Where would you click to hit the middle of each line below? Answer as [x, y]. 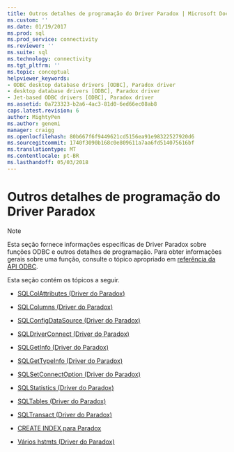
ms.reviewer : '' [31, 46]
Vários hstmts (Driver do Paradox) [66, 442]
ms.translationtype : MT [42, 150]
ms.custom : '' [28, 20]
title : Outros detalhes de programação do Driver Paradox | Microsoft [112, 14]
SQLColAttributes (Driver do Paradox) [71, 293]
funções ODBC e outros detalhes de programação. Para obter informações [115, 252]
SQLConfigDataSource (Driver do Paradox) [79, 320]
